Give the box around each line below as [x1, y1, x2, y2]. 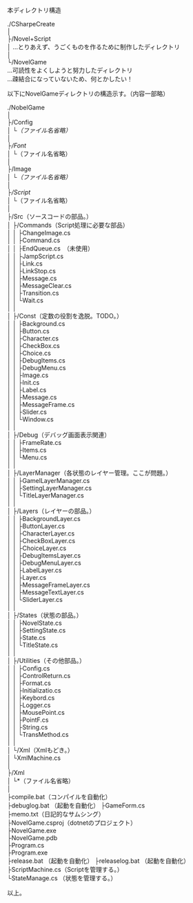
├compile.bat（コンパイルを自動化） [7, 793, 112, 801]
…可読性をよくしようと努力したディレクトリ [7, 66, 133, 74]
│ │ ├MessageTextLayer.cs [7, 588, 84, 596]
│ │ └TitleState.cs [7, 641, 59, 649]
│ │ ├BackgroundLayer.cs [7, 515, 81, 522]
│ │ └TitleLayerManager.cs [7, 491, 84, 500]
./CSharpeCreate [7, 20, 55, 28]
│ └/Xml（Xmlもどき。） [7, 746, 74, 754]
